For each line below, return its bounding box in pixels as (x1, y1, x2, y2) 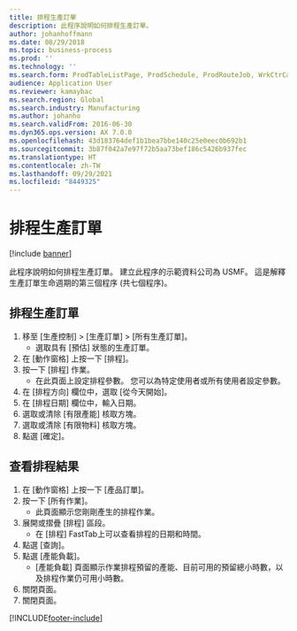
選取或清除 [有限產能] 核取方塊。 (21, 408, 141, 419)
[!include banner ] (9, 249, 72, 259)
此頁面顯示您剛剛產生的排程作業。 (34, 506, 160, 517)
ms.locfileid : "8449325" (9, 178, 101, 187)
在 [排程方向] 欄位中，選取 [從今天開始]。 (21, 386, 172, 396)
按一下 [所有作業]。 (21, 495, 93, 505)
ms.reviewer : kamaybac (9, 87, 93, 96)
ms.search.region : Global (9, 95, 104, 104)
